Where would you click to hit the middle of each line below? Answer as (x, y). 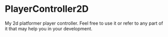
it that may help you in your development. (49, 28)
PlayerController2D (47, 9)
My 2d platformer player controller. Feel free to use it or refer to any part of (84, 23)
